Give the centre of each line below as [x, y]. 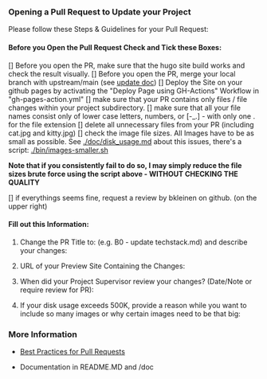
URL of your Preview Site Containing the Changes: [102, 266]
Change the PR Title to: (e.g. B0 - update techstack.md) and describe [133, 242]
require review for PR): [57, 290]
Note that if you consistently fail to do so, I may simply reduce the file [125, 165]
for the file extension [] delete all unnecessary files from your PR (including [131, 124]
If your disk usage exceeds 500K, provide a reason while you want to [133, 305]
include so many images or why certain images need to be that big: [130, 314]
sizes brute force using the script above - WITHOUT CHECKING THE [123, 174]
